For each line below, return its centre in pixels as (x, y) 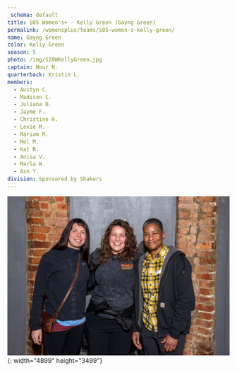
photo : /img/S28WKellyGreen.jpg (55, 60)
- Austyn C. (31, 89)
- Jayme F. (30, 112)
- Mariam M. (31, 134)
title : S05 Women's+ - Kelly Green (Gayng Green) (82, 22)
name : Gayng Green (34, 37)
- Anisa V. (30, 157)
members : (20, 82)
